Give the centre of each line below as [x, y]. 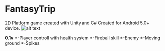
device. [13, 28]
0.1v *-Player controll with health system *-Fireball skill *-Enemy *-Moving [83, 38]
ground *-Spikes [22, 43]
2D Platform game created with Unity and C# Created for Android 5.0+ [77, 23]
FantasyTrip [30, 9]
